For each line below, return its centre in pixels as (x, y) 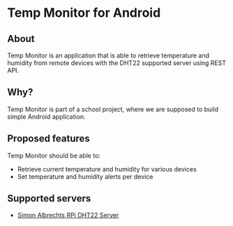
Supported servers (49, 198)
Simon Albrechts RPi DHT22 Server (68, 216)
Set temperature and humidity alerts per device (85, 176)
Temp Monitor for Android (84, 13)
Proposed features (49, 139)
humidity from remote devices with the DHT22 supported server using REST (117, 63)
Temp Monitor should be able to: (54, 155)
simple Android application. (46, 116)
